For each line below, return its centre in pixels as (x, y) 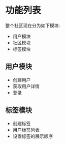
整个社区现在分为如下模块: (33, 25)
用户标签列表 (26, 130)
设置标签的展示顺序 (33, 136)
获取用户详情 (26, 86)
